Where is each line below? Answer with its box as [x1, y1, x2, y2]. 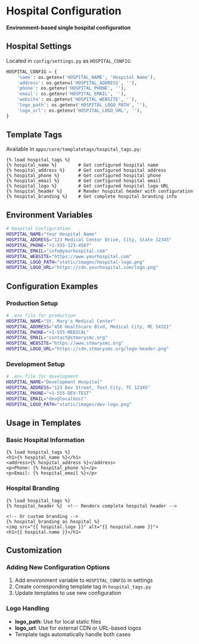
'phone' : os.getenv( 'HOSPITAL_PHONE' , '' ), [17, 85, 127, 91]
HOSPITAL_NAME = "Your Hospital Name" [6, 231, 97, 237]
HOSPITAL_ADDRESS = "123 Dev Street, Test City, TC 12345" [6, 385, 151, 391]
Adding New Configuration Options [6, 563, 110, 571]
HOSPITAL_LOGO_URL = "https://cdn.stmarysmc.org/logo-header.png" [6, 346, 169, 352]
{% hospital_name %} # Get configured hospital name [6, 162, 159, 168]
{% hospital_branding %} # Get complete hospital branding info [6, 194, 178, 200]
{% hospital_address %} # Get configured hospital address [6, 167, 167, 174]
